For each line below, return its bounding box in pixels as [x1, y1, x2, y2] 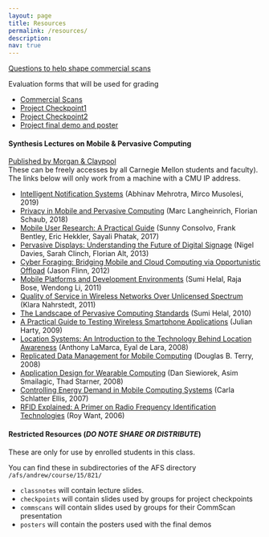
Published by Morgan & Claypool [8, 157, 116, 166]
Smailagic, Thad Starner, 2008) [19, 376, 124, 386]
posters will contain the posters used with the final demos [19, 519, 212, 529]
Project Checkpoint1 [19, 104, 87, 113]
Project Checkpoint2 [19, 112, 88, 121]
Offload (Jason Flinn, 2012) [19, 266, 110, 275]
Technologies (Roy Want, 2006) [19, 411, 125, 421]
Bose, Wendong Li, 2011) [19, 283, 102, 293]
